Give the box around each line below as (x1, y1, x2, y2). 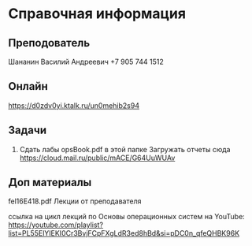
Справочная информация (8, 5, 187, 23)
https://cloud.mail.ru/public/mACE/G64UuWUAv (19, 153, 176, 162)
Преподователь (8, 36, 91, 50)
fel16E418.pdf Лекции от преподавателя (8, 196, 142, 206)
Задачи (8, 124, 47, 137)
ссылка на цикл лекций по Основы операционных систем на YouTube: (8, 212, 246, 222)
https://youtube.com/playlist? (8, 220, 104, 229)
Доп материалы (8, 176, 92, 189)
